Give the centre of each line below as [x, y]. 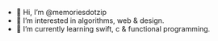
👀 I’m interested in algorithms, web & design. [90, 20]
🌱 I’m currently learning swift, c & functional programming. [113, 29]
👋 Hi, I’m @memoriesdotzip [61, 12]
